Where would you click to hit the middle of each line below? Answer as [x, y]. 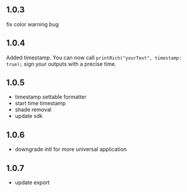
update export [32, 182]
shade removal [33, 109]
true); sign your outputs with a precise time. [61, 64]
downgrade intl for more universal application [71, 150]
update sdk [29, 116]
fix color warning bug [33, 24]
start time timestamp [40, 103]
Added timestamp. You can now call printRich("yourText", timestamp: [94, 57]
